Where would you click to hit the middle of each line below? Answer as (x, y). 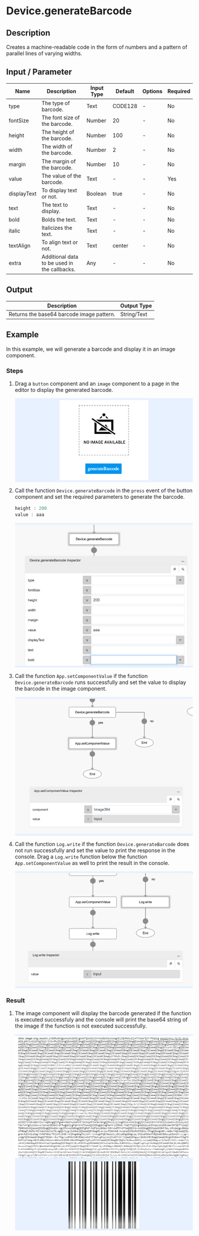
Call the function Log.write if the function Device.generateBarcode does (102, 844)
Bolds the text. (59, 219)
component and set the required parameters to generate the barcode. (100, 497)
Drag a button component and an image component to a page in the (97, 384)
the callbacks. (58, 270)
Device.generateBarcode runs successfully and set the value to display (100, 682)
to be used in (57, 263)
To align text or (60, 242)
